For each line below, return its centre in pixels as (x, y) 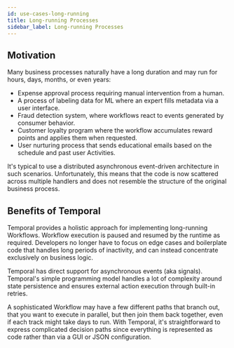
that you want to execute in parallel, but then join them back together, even (115, 314)
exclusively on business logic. (50, 257)
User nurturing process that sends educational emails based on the (115, 145)
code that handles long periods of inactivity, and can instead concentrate (113, 250)
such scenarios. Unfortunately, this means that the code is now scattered (113, 174)
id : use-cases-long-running (48, 14)
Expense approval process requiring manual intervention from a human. (121, 93)
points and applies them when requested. (77, 138)
